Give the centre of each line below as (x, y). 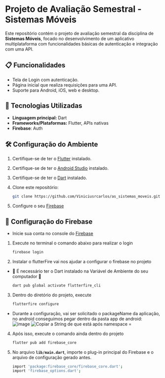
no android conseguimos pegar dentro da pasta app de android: (77, 319)
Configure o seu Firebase (38, 206)
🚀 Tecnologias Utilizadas (44, 106)
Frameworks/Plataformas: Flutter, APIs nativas (60, 123)
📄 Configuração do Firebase (49, 221)
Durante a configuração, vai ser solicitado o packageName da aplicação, (86, 313)
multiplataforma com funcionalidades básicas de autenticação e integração (82, 44)
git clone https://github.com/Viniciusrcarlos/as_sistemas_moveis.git (86, 196)
